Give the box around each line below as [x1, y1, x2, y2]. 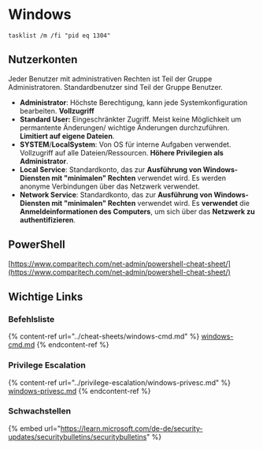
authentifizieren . [19, 215, 76, 224]
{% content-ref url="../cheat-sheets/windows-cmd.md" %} [8, 331, 200, 341]
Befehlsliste [8, 313, 55, 324]
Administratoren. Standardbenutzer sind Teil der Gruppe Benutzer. [8, 82, 223, 92]
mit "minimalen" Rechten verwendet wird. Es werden [50, 173, 227, 182]
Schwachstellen [8, 406, 72, 417]
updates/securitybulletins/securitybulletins [8, 432, 147, 441]
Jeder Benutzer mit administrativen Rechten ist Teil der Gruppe [8, 73, 213, 84]
